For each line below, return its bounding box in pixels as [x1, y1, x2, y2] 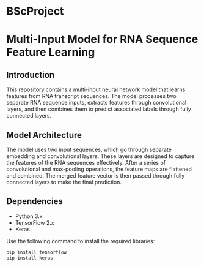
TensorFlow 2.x [15, 219, 54, 226]
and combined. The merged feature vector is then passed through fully [6, 172, 185, 179]
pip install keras [6, 255, 53, 261]
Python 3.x [15, 212, 43, 220]
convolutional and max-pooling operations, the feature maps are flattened [6, 165, 192, 173]
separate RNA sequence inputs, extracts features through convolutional [6, 99, 187, 107]
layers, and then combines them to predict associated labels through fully [6, 105, 191, 113]
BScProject [6, 4, 64, 18]
